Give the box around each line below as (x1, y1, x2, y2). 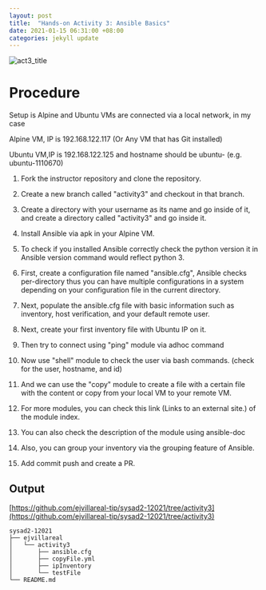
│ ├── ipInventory (9, 562, 92, 570)
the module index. (20, 413, 81, 422)
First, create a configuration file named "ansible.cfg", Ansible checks (20, 269, 247, 278)
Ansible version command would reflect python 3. (20, 253, 185, 262)
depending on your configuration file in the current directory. (20, 285, 221, 295)
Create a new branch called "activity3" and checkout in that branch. (20, 189, 244, 199)
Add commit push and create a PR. (20, 459, 135, 468)
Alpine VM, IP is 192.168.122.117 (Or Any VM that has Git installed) (9, 134, 223, 144)
